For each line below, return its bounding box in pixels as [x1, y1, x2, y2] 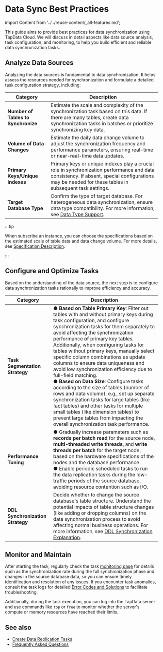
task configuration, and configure [53, 317, 130, 324]
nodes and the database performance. [53, 459, 141, 466]
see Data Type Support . [50, 211, 105, 217]
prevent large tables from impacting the [53, 415, 143, 421]
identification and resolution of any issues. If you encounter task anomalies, [5, 579, 156, 585]
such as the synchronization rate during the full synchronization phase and [5, 569, 155, 574]
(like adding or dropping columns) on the [53, 510, 147, 516]
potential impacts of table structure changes [53, 503, 154, 510]
